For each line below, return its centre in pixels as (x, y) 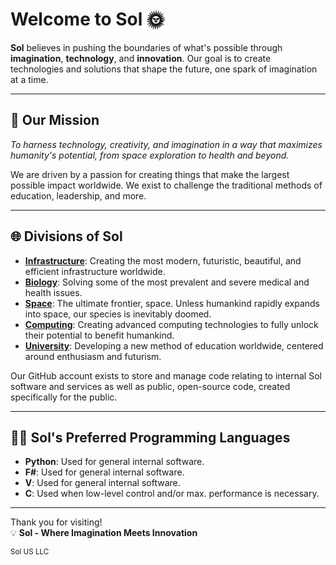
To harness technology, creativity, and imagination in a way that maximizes (166, 144)
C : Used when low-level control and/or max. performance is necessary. (172, 494)
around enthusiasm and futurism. (93, 356)
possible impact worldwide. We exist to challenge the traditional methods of (166, 185)
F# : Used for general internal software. (104, 472)
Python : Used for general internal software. (114, 462)
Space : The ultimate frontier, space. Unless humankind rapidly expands (172, 303)
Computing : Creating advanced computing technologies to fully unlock (171, 324)
